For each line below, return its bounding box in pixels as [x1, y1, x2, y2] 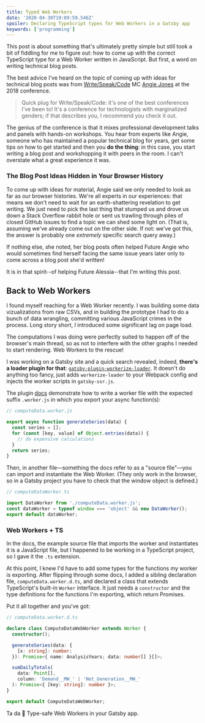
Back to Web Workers [6, 285, 91, 296]
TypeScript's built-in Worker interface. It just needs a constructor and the [6, 584, 190, 591]
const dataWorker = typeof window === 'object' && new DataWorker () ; [6, 506, 188, 512]
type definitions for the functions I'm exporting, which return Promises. [6, 591, 185, 598]
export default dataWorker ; [6, 511, 78, 517]
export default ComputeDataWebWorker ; [6, 699, 105, 705]
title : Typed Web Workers [6, 9, 72, 15]
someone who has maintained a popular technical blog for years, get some [6, 137, 195, 144]
